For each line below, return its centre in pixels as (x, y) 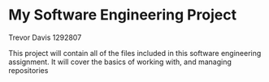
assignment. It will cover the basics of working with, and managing (120, 62)
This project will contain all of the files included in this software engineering (135, 53)
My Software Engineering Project (123, 15)
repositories (28, 70)
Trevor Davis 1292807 (45, 37)
